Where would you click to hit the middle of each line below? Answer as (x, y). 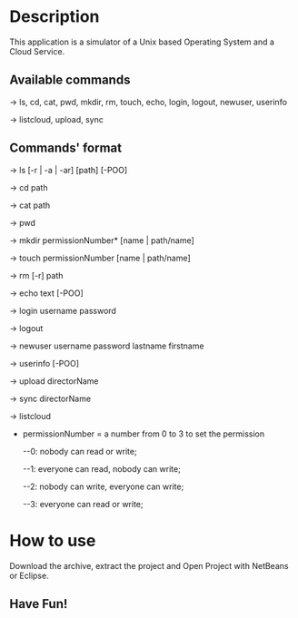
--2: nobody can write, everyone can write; (103, 486)
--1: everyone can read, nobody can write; (102, 468)
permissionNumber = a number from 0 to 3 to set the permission (144, 434)
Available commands (70, 80)
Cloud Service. (37, 51)
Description (55, 17)
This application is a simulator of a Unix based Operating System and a (142, 42)
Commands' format (66, 148)
